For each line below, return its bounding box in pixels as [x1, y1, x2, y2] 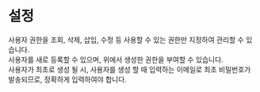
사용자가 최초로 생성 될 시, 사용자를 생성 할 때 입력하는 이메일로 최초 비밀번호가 [8, 64, 251, 74]
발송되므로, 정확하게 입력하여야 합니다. [8, 75, 127, 84]
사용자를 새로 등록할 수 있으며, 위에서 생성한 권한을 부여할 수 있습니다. [8, 55, 224, 64]
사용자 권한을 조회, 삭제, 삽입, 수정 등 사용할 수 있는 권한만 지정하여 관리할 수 [8, 35, 244, 44]
